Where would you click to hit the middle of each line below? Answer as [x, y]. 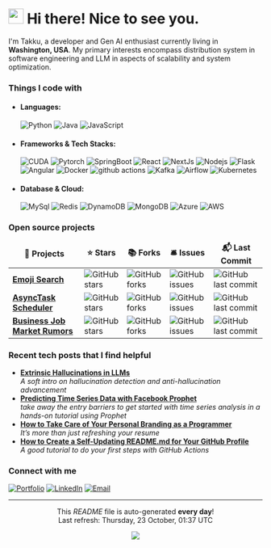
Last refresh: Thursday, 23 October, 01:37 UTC [135, 521]
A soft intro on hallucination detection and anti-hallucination [120, 381]
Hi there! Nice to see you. [113, 19]
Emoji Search [38, 279]
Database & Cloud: [52, 188]
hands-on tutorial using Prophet [73, 415]
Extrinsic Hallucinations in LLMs [75, 373]
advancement [43, 390]
